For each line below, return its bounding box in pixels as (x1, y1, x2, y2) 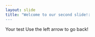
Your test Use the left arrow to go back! (5, 26, 89, 32)
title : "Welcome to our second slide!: (5, 12, 91, 17)
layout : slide (5, 7, 36, 13)
